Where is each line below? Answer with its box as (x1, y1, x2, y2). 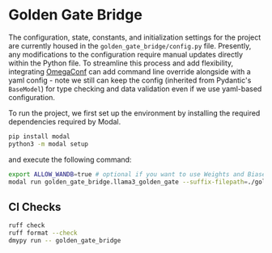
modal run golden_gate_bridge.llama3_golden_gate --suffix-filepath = (8, 178, 249, 186)
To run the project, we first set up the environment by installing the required (8, 108, 261, 118)
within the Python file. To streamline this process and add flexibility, (8, 58, 234, 68)
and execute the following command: (8, 154, 132, 164)
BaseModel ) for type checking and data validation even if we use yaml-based (8, 83, 262, 94)
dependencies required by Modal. (8, 116, 121, 126)
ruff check (8, 221, 45, 230)
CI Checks (8, 200, 62, 213)
